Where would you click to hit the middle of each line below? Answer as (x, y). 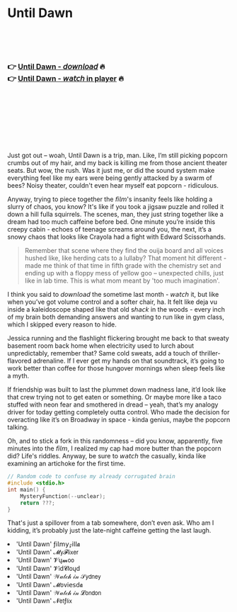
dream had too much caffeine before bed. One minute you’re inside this (111, 222)
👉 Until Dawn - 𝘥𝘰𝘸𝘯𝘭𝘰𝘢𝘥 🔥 (56, 67)
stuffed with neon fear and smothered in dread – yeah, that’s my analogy (113, 404)
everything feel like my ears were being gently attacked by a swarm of (110, 178)
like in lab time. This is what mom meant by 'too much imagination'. (122, 280)
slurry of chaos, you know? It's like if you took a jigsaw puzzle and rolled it (116, 207)
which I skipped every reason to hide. (62, 324)
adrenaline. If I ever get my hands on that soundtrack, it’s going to (128, 361)
